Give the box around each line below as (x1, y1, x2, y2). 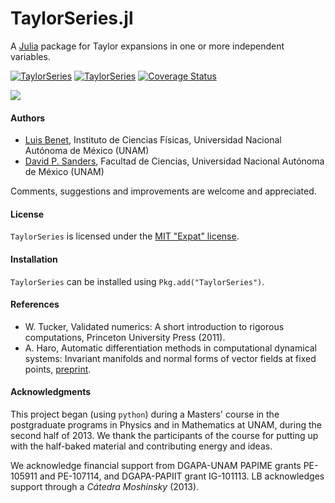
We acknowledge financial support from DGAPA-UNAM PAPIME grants (10, 459, 302, 471)
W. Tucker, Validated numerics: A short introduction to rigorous (24, 320, 285, 332)
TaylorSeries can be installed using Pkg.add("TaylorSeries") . (10, 275, 265, 287)
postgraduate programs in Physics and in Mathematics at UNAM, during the (10, 418, 322, 431)
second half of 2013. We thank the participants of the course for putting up (10, 429, 319, 441)
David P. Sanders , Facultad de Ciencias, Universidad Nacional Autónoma (24, 155, 325, 167)
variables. (10, 50, 51, 62)
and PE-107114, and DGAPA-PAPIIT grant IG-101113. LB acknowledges (39, 470, 325, 482)
